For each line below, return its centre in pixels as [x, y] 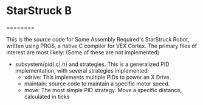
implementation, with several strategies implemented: [82, 70]
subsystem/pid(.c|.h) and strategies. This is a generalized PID [92, 64]
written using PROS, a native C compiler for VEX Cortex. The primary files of [102, 46]
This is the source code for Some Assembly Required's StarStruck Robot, [98, 39]
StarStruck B [39, 11]
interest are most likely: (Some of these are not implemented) [83, 52]
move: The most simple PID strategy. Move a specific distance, [103, 90]
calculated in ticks [47, 96]
